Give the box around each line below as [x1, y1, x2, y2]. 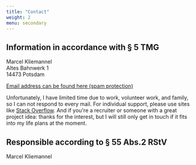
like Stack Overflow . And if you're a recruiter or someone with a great [6, 107, 177, 114]
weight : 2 [6, 14, 31, 20]
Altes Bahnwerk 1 [6, 64, 49, 72]
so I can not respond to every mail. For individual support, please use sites [6, 100, 190, 108]
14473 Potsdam [6, 71, 45, 78]
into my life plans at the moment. [6, 119, 87, 127]
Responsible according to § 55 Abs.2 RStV [6, 137, 167, 147]
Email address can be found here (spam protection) [6, 82, 134, 90]
